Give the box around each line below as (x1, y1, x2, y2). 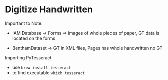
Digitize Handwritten (5, 4, 93, 15)
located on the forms (12, 35, 56, 41)
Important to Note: (5, 20, 43, 26)
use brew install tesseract (12, 64, 71, 70)
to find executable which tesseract (12, 69, 85, 76)
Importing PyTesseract (5, 54, 52, 61)
